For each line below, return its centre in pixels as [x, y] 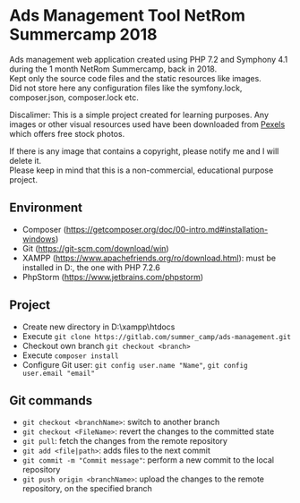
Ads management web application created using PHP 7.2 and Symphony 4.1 [149, 59]
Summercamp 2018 [83, 34]
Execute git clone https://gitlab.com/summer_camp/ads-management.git [156, 336]
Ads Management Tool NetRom [128, 16]
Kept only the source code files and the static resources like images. [135, 78]
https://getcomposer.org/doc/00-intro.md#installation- [167, 229]
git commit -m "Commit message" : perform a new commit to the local [148, 460]
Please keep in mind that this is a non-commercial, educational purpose [141, 170]
